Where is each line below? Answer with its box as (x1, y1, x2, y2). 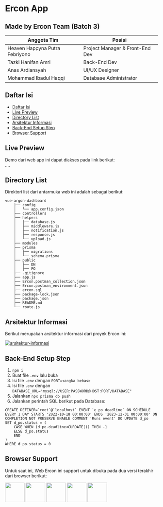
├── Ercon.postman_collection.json (14, 279, 86, 284)
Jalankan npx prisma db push (12, 393, 71, 399)
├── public (14, 258, 36, 263)
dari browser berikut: (5, 472, 47, 479)
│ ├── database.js (14, 220, 55, 225)
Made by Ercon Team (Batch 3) (5, 22, 100, 31)
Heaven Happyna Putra (7, 45, 61, 52)
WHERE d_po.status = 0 (5, 442, 51, 447)
